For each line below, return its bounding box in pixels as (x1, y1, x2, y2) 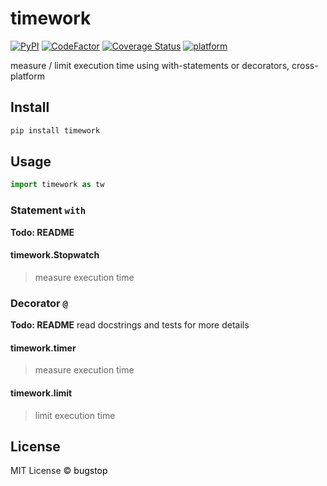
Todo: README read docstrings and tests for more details (10, 319, 250, 331)
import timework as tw (10, 180, 105, 190)
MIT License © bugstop (10, 465, 108, 477)
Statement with (10, 203, 87, 217)
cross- (291, 59, 319, 71)
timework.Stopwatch (10, 249, 100, 261)
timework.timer (10, 342, 77, 354)
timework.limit (10, 387, 73, 399)
